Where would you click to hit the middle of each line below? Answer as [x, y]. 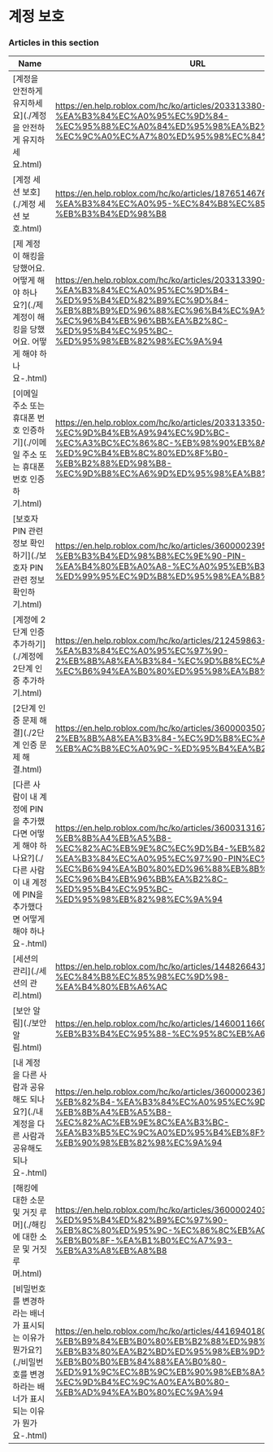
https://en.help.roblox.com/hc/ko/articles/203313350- [161, 423]
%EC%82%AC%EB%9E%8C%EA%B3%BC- [143, 1123]
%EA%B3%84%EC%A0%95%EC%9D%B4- [142, 290]
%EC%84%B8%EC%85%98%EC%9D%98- [142, 977]
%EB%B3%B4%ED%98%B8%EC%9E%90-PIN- [151, 557]
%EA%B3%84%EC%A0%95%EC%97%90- [142, 651]
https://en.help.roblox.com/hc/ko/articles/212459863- [161, 640]
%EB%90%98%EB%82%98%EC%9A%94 [139, 1143]
